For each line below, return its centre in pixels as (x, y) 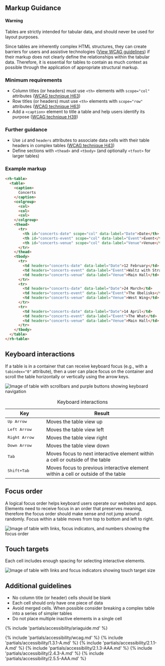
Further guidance (26, 129)
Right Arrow (21, 438)
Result (102, 413)
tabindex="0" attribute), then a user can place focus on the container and (79, 371)
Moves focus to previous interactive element (97, 468)
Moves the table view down (78, 446)
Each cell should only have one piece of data (57, 603)
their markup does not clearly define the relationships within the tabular (77, 57)
